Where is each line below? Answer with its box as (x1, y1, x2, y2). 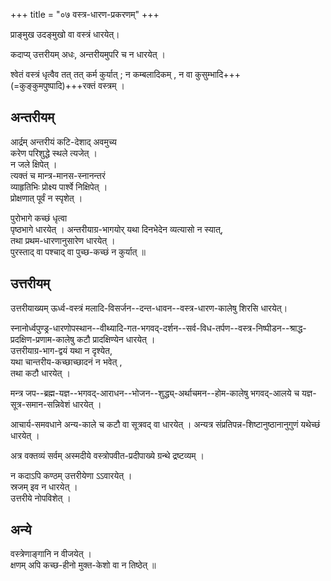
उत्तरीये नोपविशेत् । (10, 492, 72, 504)
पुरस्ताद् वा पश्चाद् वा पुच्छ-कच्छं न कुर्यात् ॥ (10, 245, 146, 258)
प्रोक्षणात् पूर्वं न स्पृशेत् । (10, 192, 83, 204)
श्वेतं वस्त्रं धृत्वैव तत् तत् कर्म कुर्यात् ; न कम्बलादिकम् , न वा (10, 69, 193, 80)
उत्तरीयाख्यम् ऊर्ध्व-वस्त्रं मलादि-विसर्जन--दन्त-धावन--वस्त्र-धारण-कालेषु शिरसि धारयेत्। (10, 302, 288, 314)
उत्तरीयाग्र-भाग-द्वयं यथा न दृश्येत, (10, 344, 113, 356)
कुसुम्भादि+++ (194, 69, 242, 80)
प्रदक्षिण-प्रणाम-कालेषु (10, 333, 75, 345)
